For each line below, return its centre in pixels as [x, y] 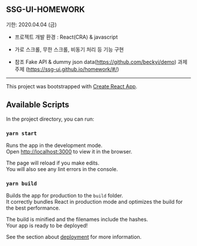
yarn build [21, 183]
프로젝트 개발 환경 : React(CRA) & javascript [66, 37]
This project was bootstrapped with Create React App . [72, 86]
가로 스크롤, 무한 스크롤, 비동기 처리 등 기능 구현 [69, 49]
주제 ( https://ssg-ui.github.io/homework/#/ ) [67, 69]
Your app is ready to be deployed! [47, 225]
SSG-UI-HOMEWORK [45, 10]
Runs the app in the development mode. [54, 145]
